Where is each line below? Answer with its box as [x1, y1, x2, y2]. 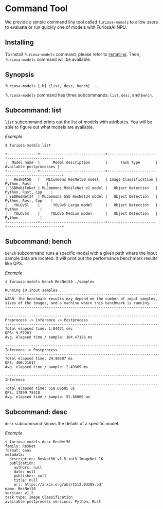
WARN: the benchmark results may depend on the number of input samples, [5, 297, 158, 302]
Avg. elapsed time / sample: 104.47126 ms [5, 335, 92, 340]
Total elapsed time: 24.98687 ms [5, 356, 73, 361]
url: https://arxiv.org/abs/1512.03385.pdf [14, 482, 104, 487]
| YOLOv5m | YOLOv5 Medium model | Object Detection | [5, 211, 158, 216]
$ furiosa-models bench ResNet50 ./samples [5, 280, 95, 284]
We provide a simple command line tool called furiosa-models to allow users [5, 19, 158, 25]
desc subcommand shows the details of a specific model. [5, 421, 120, 426]
